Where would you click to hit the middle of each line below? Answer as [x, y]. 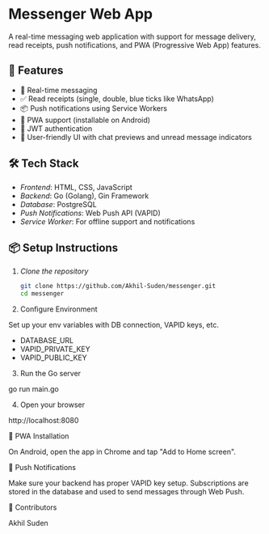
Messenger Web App [81, 14]
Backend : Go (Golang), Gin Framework [84, 196]
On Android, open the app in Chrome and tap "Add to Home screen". [122, 452]
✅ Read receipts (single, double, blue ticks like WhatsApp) [117, 99]
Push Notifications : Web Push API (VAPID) [90, 213]
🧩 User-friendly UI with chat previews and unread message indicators [136, 137]
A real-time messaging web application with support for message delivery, [132, 36]
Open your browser [52, 405]
